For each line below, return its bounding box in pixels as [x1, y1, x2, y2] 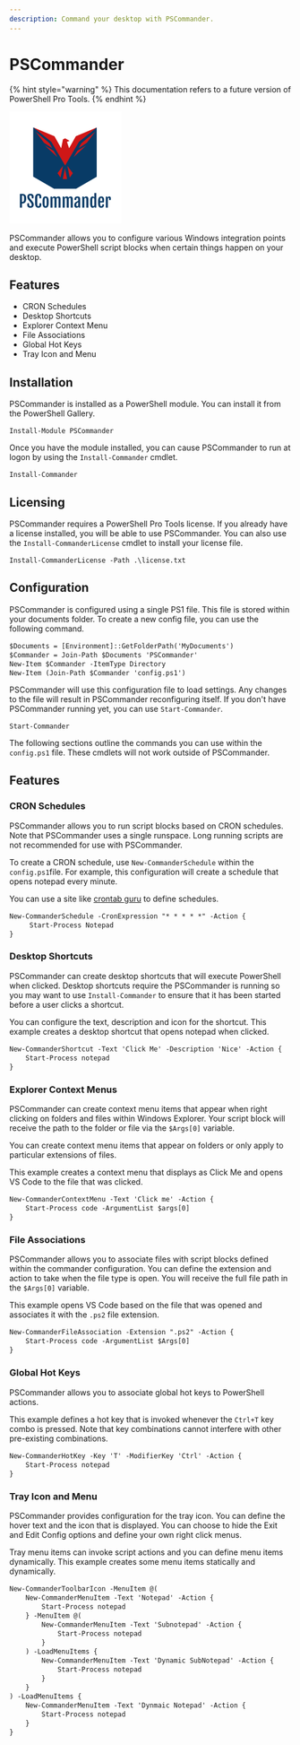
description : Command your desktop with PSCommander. [9, 14, 215, 23]
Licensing [9, 494, 65, 510]
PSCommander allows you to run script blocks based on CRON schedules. [9, 820, 284, 831]
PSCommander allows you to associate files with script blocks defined [9, 1254, 269, 1264]
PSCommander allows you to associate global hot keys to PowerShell [9, 1386, 265, 1398]
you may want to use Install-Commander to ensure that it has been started [9, 989, 281, 1000]
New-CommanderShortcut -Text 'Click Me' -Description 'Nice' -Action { [9, 1045, 282, 1054]
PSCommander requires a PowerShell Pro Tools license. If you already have [9, 518, 288, 529]
